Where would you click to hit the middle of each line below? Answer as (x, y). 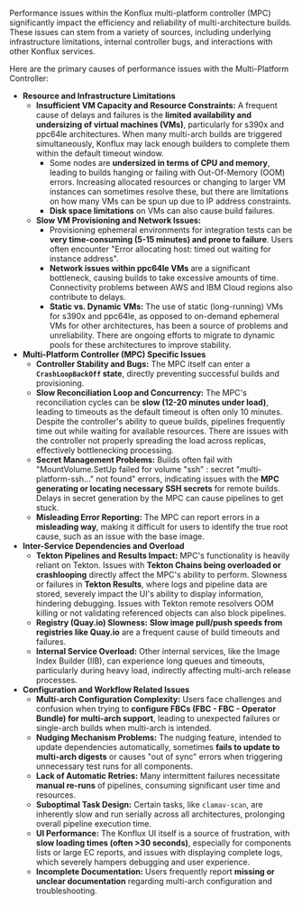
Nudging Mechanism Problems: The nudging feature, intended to (159, 737)
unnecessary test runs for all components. (114, 766)
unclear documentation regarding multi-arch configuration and (154, 881)
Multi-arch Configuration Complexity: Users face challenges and (159, 699)
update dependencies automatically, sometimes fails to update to (158, 747)
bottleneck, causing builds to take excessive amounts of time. (164, 278)
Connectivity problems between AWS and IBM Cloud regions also (171, 287)
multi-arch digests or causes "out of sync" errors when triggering (159, 757)
